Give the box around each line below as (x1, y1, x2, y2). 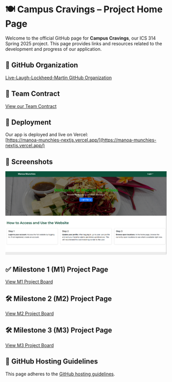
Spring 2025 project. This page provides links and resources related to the (5, 40, 162, 46)
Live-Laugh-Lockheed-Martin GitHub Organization (5, 75, 112, 81)
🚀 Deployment (5, 118, 51, 126)
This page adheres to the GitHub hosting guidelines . (5, 371, 115, 377)
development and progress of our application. (5, 46, 102, 52)
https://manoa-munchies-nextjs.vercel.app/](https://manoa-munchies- (7, 137, 157, 143)
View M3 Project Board (5, 342, 54, 348)
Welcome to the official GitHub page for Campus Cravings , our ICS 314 (5, 35, 156, 41)
